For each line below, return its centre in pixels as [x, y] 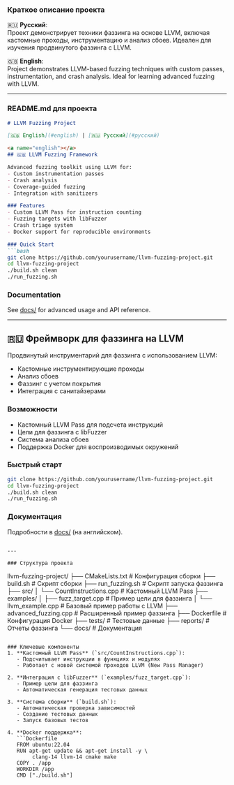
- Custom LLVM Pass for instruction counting [74, 212]
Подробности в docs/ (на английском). [65, 531]
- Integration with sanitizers [53, 193]
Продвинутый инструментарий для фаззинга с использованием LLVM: [112, 355]
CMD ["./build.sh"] [45, 775]
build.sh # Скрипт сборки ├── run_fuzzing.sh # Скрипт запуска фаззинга [115, 583]
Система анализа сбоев [53, 439]
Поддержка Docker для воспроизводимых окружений [98, 447]
